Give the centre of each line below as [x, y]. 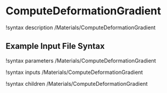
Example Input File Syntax [55, 46]
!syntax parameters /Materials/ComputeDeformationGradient [81, 60]
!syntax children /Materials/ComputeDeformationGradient [77, 83]
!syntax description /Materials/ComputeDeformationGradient [80, 27]
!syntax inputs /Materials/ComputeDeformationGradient [74, 72]
